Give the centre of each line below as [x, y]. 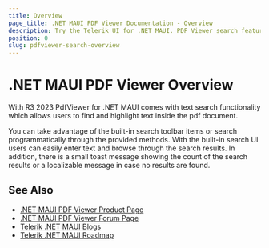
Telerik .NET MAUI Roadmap [67, 235]
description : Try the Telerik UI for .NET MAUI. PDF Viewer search [123, 30]
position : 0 [28, 38]
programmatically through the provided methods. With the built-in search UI [133, 140]
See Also [31, 190]
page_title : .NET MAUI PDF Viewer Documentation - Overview [111, 23]
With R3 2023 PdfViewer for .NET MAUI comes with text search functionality [134, 107]
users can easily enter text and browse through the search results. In [122, 148]
